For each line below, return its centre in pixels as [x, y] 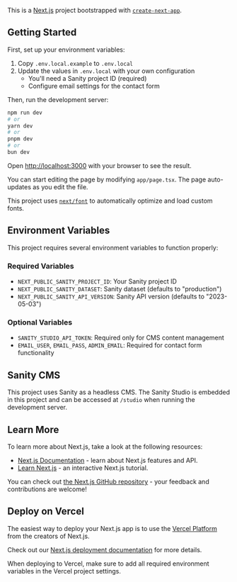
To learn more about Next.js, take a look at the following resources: [105, 447]
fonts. [16, 208]
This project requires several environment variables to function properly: [113, 247]
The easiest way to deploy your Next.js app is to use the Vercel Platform [112, 528]
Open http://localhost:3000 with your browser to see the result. [100, 165]
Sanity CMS [34, 375]
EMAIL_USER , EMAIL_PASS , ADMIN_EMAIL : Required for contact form [110, 345]
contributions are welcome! [47, 489]
